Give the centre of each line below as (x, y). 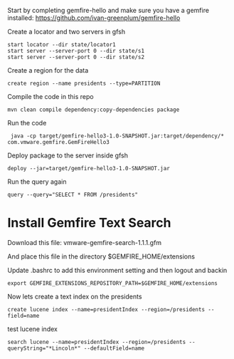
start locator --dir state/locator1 (62, 45)
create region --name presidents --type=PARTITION (84, 83)
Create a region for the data (48, 70)
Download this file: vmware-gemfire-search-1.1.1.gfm (85, 242)
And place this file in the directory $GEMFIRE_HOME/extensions (101, 256)
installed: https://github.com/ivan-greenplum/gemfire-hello (94, 18)
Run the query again (37, 182)
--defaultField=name (114, 348)
